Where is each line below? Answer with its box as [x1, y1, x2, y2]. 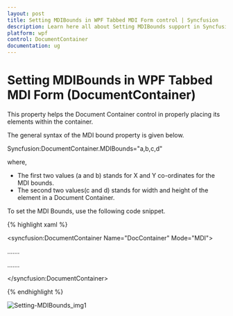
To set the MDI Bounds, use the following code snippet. [7, 206, 166, 215]
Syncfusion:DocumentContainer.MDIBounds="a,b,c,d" [7, 144, 163, 153]
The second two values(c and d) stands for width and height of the [17, 185, 209, 194]
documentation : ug [7, 42, 60, 49]
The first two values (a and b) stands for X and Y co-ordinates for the [17, 171, 215, 179]
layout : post [7, 10, 45, 17]
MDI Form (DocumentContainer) [7, 88, 196, 103]
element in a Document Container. [17, 193, 115, 201]
